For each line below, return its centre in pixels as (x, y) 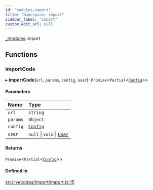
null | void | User (49, 134)
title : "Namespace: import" (35, 15)
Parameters (18, 91)
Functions (22, 54)
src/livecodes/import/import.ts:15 (40, 182)
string (36, 113)
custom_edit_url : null (29, 24)
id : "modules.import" (28, 10)
